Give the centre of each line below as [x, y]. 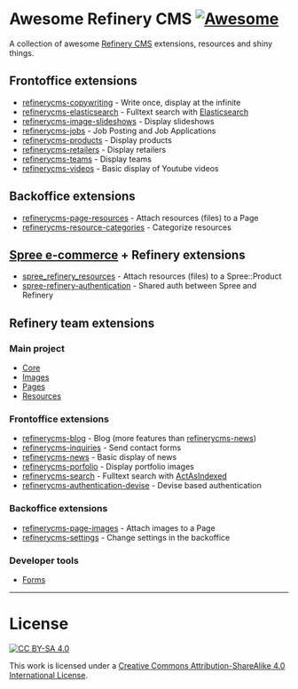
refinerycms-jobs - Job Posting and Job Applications [119, 131]
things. [22, 52]
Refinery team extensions [82, 323]
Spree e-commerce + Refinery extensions [127, 254]
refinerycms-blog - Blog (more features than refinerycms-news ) [139, 439]
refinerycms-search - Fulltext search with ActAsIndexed [125, 476]
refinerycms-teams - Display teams [87, 159]
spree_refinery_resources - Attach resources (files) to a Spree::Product [152, 276]
